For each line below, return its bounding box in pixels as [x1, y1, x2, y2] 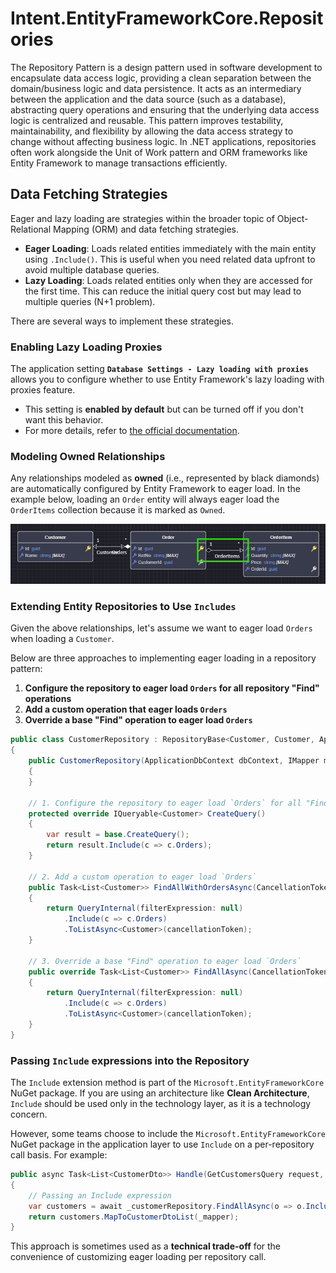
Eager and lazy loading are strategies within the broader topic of [10, 212, 275, 224]
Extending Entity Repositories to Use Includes [10, 600, 237, 613]
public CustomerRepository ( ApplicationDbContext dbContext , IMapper [28, 756, 320, 766]
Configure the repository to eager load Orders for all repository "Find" [24, 682, 320, 694]
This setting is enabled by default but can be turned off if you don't [24, 403, 304, 416]
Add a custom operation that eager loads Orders [24, 703, 228, 716]
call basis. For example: [10, 1149, 108, 1161]
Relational [10, 223, 52, 235]
